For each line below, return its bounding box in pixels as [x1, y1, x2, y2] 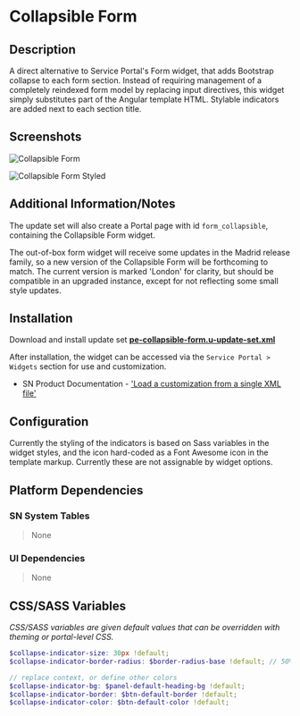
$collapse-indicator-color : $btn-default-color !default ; [9, 698, 229, 707]
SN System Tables [9, 510, 91, 522]
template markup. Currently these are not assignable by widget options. [9, 457, 273, 468]
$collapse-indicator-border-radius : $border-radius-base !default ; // [9, 657, 278, 666]
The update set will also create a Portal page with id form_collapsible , [9, 220, 269, 231]
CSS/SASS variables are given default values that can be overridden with [9, 622, 280, 633]
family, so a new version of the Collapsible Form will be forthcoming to [9, 257, 269, 267]
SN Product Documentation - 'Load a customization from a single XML [21, 378, 281, 390]
